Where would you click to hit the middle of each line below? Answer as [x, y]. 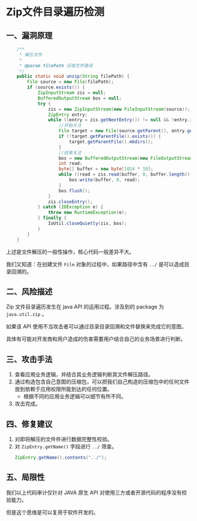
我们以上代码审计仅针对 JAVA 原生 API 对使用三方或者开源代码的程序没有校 [96, 492]
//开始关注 [70, 126]
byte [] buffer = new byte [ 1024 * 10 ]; [106, 169]
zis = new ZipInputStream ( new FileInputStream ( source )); [119, 109]
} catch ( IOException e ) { [70, 207]
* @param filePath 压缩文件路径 [56, 66]
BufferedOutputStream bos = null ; [79, 98]
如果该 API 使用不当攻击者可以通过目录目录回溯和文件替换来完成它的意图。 [96, 327]
